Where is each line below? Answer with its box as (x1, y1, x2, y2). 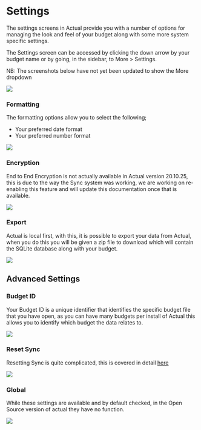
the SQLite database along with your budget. (6, 244, 118, 252)
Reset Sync (6, 345, 41, 354)
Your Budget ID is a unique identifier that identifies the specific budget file (6, 306, 191, 313)
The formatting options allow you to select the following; (6, 114, 147, 121)
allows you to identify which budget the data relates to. (6, 318, 143, 326)
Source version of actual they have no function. (6, 406, 125, 413)
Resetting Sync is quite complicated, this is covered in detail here (6, 359, 169, 366)
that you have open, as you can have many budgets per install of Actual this (6, 312, 196, 320)
